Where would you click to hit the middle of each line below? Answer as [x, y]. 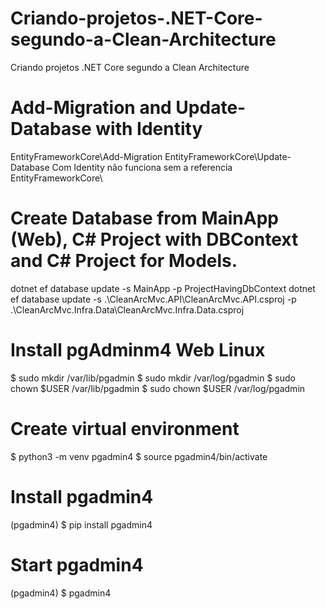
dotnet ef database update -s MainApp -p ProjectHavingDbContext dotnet [163, 288]
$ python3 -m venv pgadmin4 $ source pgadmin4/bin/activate [139, 456]
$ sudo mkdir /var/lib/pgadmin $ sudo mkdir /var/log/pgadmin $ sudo [153, 378]
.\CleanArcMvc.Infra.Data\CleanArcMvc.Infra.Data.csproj [127, 309]
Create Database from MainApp [145, 218]
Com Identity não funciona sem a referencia [142, 167]
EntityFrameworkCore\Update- [228, 156]
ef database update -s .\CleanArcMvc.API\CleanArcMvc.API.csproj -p [153, 299]
